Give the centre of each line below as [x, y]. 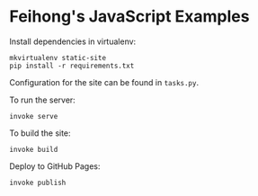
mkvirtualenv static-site [58, 58]
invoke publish [38, 183]
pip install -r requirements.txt [72, 66]
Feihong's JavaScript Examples [129, 17]
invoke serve [34, 116]
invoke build [34, 149]
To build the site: [40, 133]
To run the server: [43, 100]
